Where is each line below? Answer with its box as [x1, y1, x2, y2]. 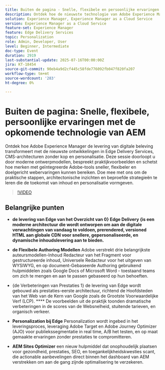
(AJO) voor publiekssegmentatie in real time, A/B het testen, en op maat [12, 329, 158, 335]
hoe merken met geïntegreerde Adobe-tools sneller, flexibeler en [5, 164, 137, 170]
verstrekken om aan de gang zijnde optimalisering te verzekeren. [12, 359, 144, 365]
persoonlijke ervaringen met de [5, 116, 136, 127]
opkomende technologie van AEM [5, 126, 146, 138]
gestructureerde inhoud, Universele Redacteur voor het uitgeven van [12, 257, 151, 263]
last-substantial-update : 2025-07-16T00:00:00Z [5, 58, 105, 62]
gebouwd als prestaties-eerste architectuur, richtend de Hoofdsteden [12, 288, 153, 294]
